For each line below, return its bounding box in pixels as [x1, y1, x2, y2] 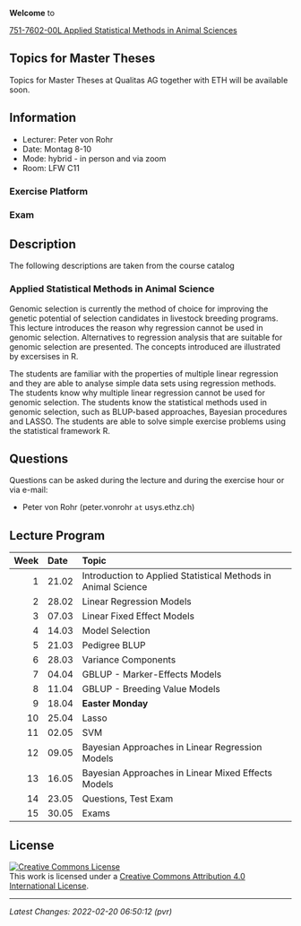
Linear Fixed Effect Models [82, 610, 195, 622]
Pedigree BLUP [82, 639, 146, 652]
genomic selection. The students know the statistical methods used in [9, 396, 267, 407]
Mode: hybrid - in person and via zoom [21, 152, 167, 164]
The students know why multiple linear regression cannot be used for [9, 387, 266, 398]
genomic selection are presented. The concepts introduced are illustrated [9, 341, 280, 352]
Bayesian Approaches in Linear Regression [82, 741, 262, 754]
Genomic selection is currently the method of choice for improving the [9, 303, 269, 314]
